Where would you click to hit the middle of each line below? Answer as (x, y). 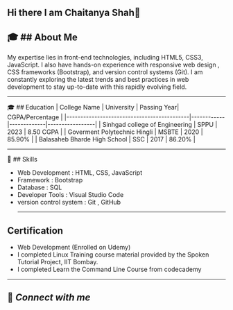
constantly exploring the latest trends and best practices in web (98, 80)
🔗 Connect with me (49, 298)
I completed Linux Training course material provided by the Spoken (113, 255)
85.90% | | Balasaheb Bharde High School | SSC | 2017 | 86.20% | (101, 139)
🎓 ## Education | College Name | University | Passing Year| (93, 107)
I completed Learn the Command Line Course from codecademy (109, 269)
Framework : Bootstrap (50, 180)
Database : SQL (40, 187)
